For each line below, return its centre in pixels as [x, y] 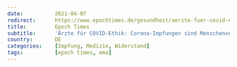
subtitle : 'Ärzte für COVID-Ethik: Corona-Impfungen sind [102, 33]
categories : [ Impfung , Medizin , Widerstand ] [79, 46]
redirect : [22, 20]
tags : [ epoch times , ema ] [60, 53]
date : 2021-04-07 [47, 14]
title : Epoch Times [49, 27]
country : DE [34, 40]
